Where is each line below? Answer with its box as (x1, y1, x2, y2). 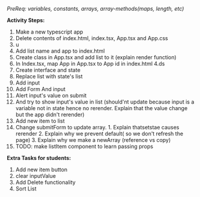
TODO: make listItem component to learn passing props (15, 143, 154, 150)
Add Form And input (15, 86, 65, 92)
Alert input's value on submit (15, 92, 87, 99)
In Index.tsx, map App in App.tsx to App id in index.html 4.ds (15, 60, 165, 67)
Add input (15, 79, 40, 86)
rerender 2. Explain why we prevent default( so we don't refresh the (15, 130, 184, 137)
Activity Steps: (7, 17, 45, 23)
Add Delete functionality (15, 179, 76, 186)
